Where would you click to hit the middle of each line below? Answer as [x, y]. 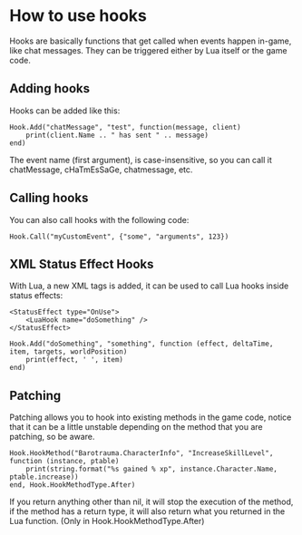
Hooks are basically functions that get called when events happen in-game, [151, 41]
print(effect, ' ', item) [75, 360]
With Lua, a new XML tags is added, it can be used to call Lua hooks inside [149, 286]
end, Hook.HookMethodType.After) [73, 485]
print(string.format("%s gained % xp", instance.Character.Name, [152, 469]
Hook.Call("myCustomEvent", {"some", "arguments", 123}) [119, 237]
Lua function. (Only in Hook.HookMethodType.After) [107, 521]
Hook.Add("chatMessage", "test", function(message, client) [126, 127]
